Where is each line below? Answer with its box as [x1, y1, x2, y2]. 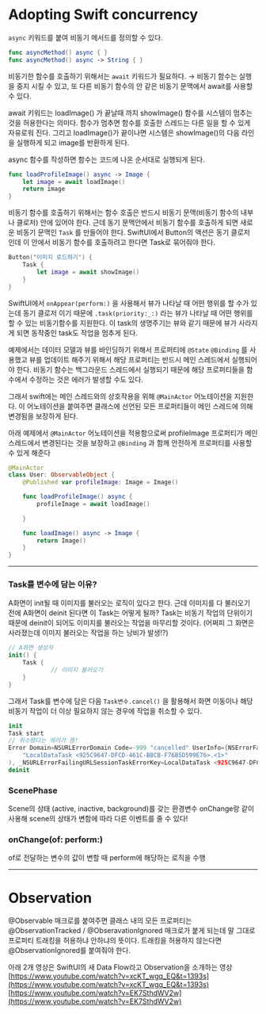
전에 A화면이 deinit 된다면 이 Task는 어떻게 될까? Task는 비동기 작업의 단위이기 [8, 608, 253, 618]
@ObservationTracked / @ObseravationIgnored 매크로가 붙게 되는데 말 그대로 [8, 926, 256, 936]
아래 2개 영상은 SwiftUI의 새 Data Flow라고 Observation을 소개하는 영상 [8, 962, 233, 972]
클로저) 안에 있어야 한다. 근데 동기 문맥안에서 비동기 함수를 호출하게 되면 [16, 218, 239, 228]
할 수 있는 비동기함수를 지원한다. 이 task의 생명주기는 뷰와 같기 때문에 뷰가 [8, 318, 237, 327]
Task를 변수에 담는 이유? [8, 579, 97, 590]
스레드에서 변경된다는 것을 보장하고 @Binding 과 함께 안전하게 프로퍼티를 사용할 [8, 438, 253, 447]
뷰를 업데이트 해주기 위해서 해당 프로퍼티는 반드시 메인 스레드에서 [28, 354, 230, 364]
